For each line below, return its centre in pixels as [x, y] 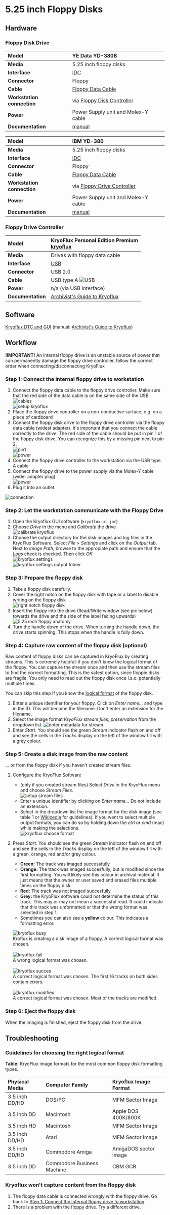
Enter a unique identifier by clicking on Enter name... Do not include [90, 801]
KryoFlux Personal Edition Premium [94, 240]
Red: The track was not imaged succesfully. [66, 891]
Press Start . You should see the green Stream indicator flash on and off [87, 843]
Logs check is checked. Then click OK [52, 554]
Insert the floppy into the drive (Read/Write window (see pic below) [82, 611]
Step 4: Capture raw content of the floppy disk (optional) [76, 645]
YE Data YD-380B [95, 55]
